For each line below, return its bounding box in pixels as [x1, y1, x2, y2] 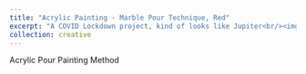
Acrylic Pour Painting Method [9, 55, 120, 66]
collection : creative [9, 30, 92, 39]
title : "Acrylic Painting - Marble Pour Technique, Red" [9, 13, 230, 23]
